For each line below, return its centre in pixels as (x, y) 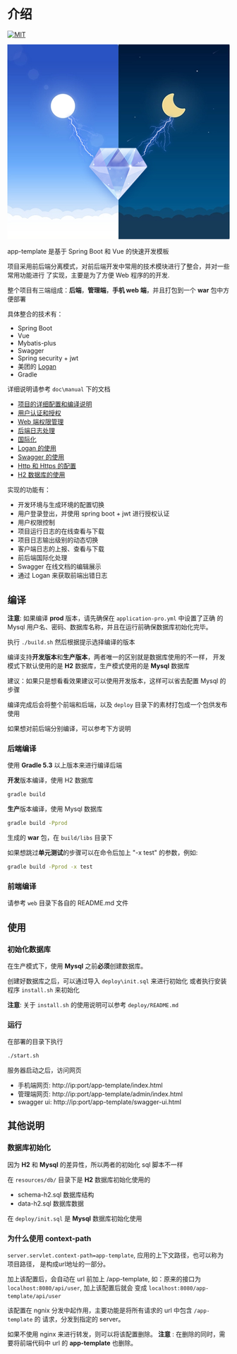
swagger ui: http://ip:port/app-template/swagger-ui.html (99, 1102)
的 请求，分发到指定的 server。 (79, 1319)
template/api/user (34, 1297)
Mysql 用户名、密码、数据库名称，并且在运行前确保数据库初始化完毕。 (110, 626)
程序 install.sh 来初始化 (43, 990)
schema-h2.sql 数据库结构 (56, 1194)
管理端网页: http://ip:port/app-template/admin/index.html (100, 1094)
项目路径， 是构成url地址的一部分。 (59, 1264)
